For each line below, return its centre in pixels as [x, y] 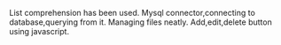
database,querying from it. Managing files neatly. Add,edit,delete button [140, 22]
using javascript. [39, 31]
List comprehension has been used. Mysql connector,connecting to [132, 13]
